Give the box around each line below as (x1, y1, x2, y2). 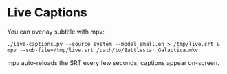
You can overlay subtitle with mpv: (7, 27, 105, 36)
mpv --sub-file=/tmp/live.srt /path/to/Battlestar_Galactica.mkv (7, 47, 198, 53)
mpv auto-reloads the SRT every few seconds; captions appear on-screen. (7, 58, 220, 66)
